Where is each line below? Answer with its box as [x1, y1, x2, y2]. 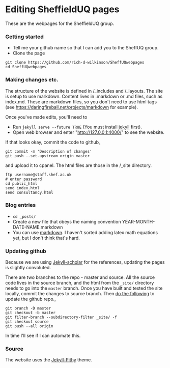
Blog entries [5, 202, 36, 209]
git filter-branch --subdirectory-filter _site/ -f [5, 315, 117, 320]
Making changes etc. [5, 76, 59, 83]
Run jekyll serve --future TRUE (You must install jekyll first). [12, 124, 143, 130]
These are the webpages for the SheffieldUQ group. [5, 20, 115, 26]
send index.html [5, 185, 40, 190]
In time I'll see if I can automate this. [5, 332, 81, 339]
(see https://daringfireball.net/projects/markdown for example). [5, 104, 138, 110]
